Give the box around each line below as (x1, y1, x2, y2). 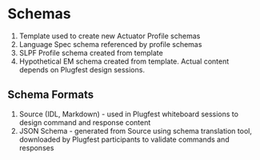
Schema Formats (7, 88, 94, 102)
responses (18, 142, 54, 152)
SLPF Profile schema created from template (18, 48, 163, 57)
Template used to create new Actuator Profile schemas (18, 31, 201, 41)
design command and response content (18, 117, 151, 127)
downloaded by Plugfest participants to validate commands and (18, 135, 230, 144)
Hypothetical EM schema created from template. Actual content (18, 57, 230, 66)
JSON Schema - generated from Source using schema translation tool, (18, 126, 253, 135)
